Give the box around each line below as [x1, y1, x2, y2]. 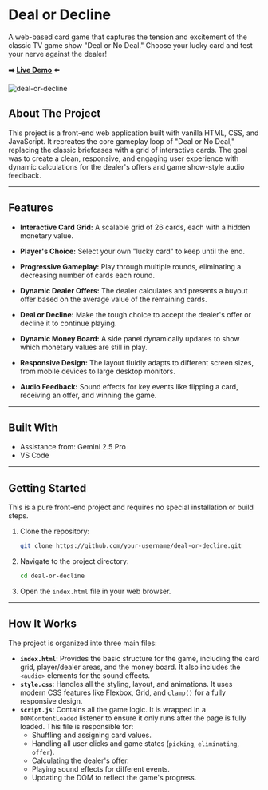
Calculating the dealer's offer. [31, 756, 129, 765]
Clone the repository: [19, 526, 90, 537]
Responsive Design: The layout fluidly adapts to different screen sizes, [19, 357, 254, 367]
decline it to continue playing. [19, 318, 117, 328]
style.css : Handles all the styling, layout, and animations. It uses [19, 679, 233, 688]
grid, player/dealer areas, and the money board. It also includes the [19, 662, 241, 672]
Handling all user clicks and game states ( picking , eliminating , [31, 738, 239, 748]
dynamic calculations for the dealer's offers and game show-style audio [8, 162, 245, 171]
